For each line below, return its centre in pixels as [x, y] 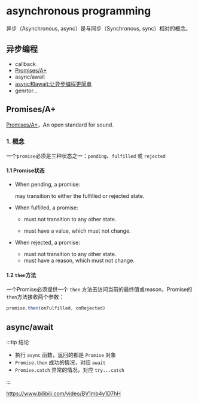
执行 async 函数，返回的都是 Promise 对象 [66, 354]
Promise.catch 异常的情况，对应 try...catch [69, 369]
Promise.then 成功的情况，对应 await [60, 362]
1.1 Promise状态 [25, 171]
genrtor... [26, 91]
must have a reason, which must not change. [79, 261]
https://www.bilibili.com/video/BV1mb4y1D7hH [64, 393]
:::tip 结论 [18, 342]
